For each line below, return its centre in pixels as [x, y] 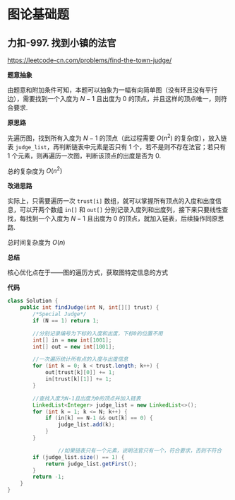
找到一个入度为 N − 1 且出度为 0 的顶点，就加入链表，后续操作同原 [122, 219]
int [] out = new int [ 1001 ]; [74, 347]
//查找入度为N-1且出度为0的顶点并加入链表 [87, 398]
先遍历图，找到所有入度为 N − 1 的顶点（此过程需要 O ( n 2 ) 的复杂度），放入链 [117, 137]
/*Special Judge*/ [60, 314]
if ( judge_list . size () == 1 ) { [79, 457]
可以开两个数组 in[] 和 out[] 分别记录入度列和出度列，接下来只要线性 [121, 210]
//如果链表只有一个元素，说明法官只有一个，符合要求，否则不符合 [140, 450]
